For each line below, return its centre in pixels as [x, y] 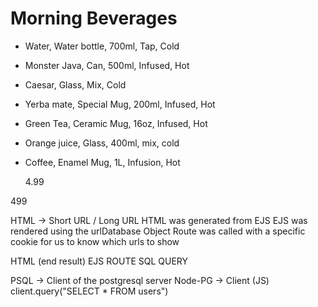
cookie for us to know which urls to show [95, 241]
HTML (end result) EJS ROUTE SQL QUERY [99, 261]
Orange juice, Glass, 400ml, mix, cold [102, 143]
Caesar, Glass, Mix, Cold [75, 84]
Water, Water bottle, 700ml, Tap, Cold [102, 46]
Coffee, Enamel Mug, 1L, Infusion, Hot [102, 162]
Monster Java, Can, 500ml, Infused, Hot [107, 65]
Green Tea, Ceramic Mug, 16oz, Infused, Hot [116, 123]
